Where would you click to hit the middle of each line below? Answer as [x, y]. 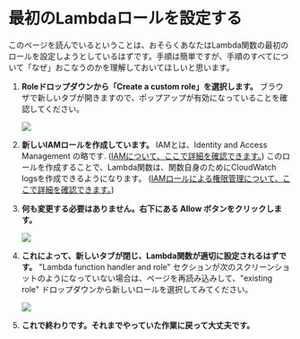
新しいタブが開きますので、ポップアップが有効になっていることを [159, 97]
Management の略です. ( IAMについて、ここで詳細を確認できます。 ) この [152, 156]
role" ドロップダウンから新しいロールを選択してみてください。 [137, 289]
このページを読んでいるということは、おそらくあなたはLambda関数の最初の [149, 45]
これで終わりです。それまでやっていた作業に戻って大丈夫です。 [138, 325]
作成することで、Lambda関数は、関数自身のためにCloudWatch [161, 167]
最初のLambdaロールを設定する [125, 18]
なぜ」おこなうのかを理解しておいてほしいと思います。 [133, 67]
